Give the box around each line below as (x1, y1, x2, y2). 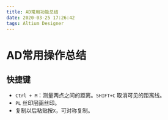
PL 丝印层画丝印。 (15, 99, 60, 107)
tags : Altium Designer (6, 20, 64, 26)
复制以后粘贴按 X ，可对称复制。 (15, 107, 93, 115)
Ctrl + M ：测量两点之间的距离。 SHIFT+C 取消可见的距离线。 (15, 92, 166, 99)
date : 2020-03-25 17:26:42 (6, 15, 75, 21)
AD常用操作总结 (6, 48, 87, 62)
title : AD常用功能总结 (6, 9, 59, 15)
